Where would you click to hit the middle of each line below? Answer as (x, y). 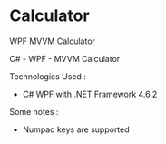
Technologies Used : (48, 76)
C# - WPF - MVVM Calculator (65, 58)
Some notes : (34, 111)
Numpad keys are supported (76, 129)
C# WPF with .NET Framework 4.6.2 (90, 94)
